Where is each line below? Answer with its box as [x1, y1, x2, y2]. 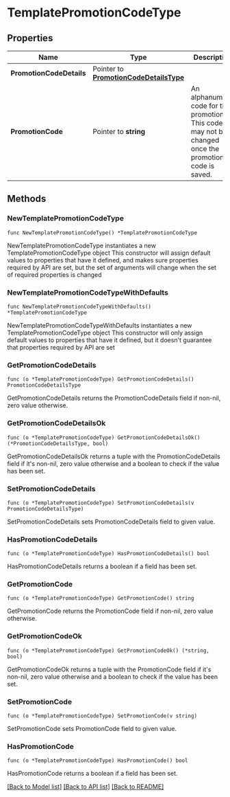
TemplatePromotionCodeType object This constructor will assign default [7, 249, 211, 257]
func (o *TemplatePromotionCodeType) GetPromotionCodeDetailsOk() [7, 434, 201, 441]
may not [190, 127, 217, 136]
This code [190, 118, 223, 128]
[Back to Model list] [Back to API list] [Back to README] [7, 783, 164, 791]
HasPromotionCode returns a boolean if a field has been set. [7, 770, 178, 778]
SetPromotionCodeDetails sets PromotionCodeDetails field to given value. [7, 517, 216, 526]
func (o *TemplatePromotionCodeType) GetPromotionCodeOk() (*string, [7, 647, 210, 654]
